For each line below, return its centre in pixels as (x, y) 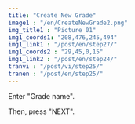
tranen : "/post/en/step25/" (56, 74)
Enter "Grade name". (42, 96)
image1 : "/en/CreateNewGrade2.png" (68, 23)
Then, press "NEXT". (42, 111)
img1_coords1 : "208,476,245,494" (63, 37)
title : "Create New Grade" (52, 15)
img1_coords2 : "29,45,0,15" (56, 52)
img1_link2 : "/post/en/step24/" (63, 60)
